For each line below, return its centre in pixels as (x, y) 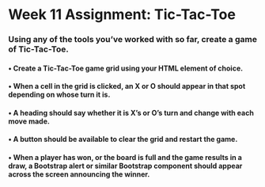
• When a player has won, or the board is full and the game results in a (125, 158)
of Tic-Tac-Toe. (38, 49)
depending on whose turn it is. (59, 95)
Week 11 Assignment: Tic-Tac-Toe (122, 15)
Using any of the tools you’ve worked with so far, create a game (133, 40)
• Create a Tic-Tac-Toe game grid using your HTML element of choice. (126, 68)
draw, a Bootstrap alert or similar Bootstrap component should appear (125, 166)
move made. (29, 121)
